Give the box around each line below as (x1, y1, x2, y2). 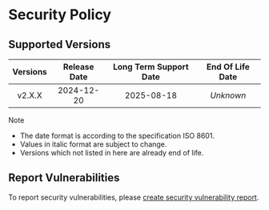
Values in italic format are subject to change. (19, 139, 167, 149)
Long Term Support (113, 62, 190, 72)
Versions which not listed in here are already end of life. (19, 148, 204, 157)
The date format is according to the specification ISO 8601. (19, 131, 215, 140)
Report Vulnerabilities (8, 171, 120, 185)
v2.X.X (17, 90, 42, 101)
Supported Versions (8, 38, 110, 51)
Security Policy (8, 6, 112, 24)
